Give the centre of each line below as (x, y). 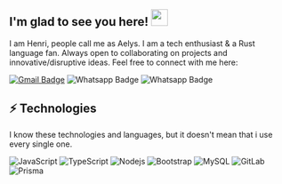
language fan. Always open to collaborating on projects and (119, 52)
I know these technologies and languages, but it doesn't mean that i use (141, 134)
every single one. (41, 144)
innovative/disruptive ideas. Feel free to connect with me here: (124, 62)
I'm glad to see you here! (79, 22)
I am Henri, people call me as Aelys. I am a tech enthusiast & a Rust (132, 43)
